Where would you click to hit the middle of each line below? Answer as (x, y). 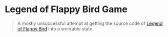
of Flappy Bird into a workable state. (56, 28)
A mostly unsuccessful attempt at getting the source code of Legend (90, 23)
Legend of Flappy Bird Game (66, 9)
